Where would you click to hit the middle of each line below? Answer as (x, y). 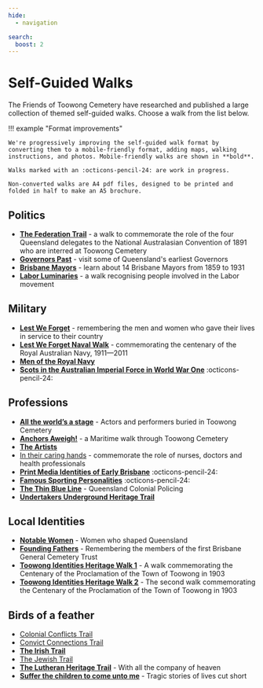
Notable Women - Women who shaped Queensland (104, 540)
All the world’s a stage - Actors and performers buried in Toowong (128, 421)
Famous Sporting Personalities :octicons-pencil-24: (105, 480)
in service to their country (61, 336)
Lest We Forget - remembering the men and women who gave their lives (137, 328)
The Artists (38, 447)
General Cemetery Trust (58, 557)
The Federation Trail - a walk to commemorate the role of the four (126, 234)
